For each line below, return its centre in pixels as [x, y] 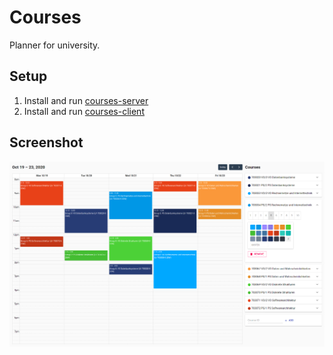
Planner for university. [55, 45]
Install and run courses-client [84, 111]
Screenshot [46, 142]
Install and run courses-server [86, 100]
